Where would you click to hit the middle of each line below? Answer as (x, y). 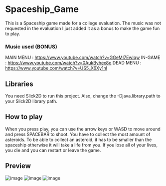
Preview (18, 166)
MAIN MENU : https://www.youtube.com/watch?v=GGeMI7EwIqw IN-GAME (83, 57)
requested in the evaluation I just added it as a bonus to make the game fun (83, 28)
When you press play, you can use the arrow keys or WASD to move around (83, 129)
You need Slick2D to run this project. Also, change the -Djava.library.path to (83, 96)
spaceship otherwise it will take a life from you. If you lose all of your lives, (82, 145)
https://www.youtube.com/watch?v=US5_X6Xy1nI (56, 68)
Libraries (19, 84)
